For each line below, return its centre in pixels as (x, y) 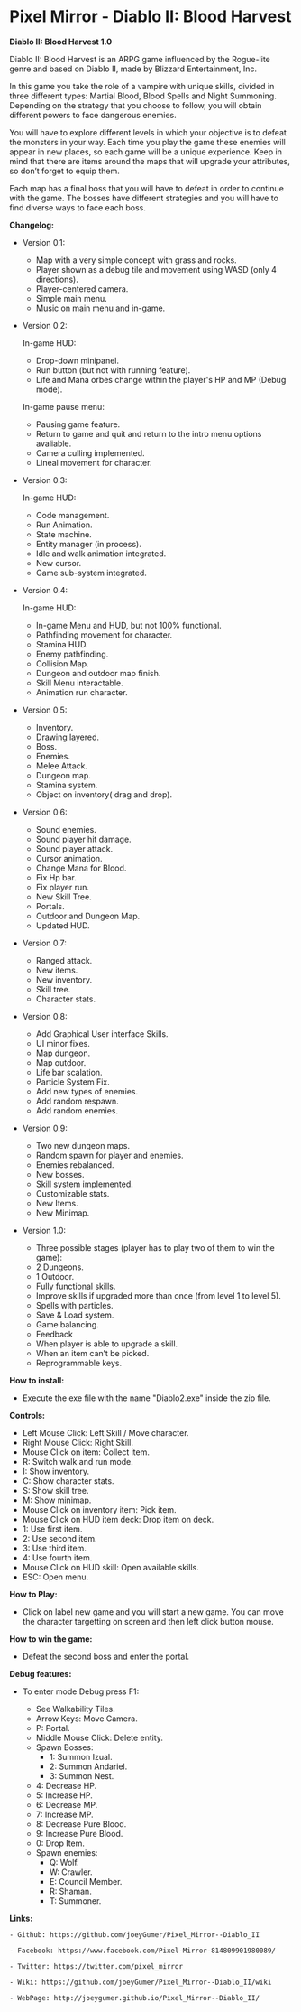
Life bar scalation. (69, 1072)
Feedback (55, 1334)
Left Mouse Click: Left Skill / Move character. (105, 1432)
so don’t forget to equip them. (64, 171)
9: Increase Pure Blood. (79, 1833)
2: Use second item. (59, 1538)
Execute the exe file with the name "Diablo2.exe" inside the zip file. (147, 1398)
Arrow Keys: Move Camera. (87, 1719)
